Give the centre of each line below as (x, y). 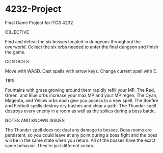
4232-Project (33, 9)
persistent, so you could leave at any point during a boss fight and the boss (81, 135)
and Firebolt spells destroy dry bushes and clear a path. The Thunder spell (81, 105)
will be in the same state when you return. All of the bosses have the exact (80, 140)
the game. (15, 52)
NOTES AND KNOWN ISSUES (35, 120)
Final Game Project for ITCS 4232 (39, 23)
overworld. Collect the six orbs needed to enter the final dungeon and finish (82, 47)
